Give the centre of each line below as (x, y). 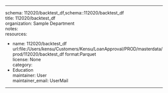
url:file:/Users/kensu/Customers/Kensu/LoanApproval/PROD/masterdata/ (87, 49)
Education (23, 70)
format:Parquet (80, 54)
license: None (26, 59)
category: (22, 65)
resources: (16, 34)
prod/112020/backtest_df (38, 54)
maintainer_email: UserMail (40, 81)
